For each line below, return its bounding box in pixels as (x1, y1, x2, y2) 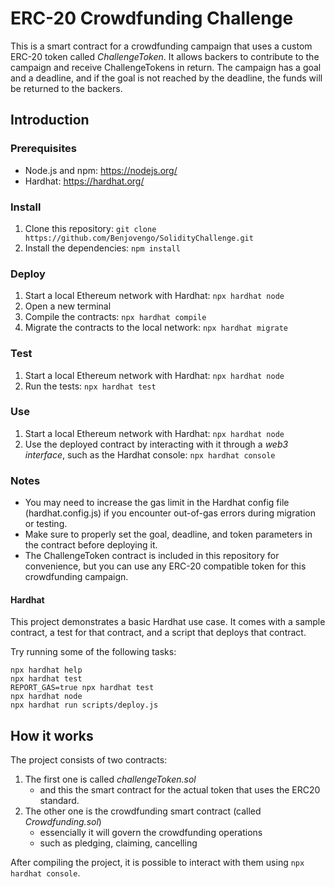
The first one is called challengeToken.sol (24, 773, 197, 786)
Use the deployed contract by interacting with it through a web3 (24, 438, 289, 450)
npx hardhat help (10, 665, 83, 676)
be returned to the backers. (10, 82, 123, 94)
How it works (10, 727, 94, 744)
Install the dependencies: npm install (24, 242, 181, 254)
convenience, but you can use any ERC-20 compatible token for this (24, 560, 307, 572)
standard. (39, 795, 80, 807)
